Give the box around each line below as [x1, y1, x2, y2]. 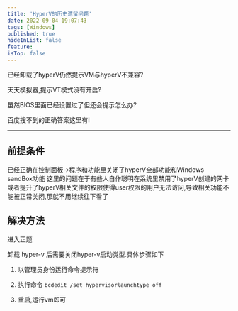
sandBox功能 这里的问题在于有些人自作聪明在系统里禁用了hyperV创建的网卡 [7, 174, 229, 182]
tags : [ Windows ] [7, 23, 55, 31]
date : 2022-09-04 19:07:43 [7, 17, 87, 24]
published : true [7, 30, 55, 38]
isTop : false [7, 50, 46, 58]
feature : [7, 43, 33, 50]
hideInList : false [7, 37, 62, 44]
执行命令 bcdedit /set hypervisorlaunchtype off [17, 280, 162, 288]
